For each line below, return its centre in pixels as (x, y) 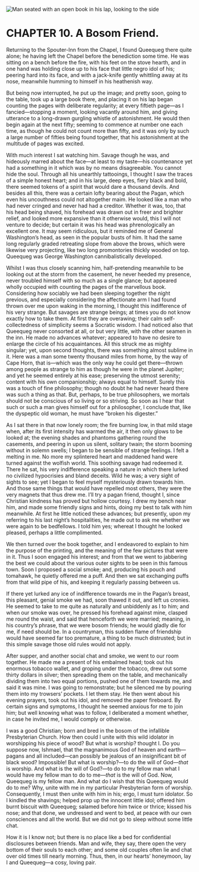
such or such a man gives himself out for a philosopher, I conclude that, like (99, 407)
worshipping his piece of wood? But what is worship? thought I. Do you (93, 743)
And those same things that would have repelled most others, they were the (99, 488)
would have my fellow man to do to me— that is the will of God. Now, (90, 775)
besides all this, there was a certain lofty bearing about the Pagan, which (95, 193)
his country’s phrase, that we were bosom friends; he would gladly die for (96, 625)
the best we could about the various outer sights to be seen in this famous (97, 563)
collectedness (23, 325)
